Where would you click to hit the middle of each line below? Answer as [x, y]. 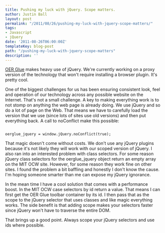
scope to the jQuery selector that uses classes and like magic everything [79, 200]
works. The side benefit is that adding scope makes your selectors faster [79, 205]
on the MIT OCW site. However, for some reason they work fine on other [78, 164]
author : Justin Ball [26, 14]
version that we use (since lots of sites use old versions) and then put [76, 116]
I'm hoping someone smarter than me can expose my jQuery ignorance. [78, 175]
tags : [11, 28]
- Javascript [18, 33]
